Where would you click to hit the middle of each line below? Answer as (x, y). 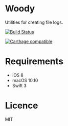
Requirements (34, 62)
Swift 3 (19, 85)
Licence (22, 105)
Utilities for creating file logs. (34, 22)
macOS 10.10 (25, 80)
